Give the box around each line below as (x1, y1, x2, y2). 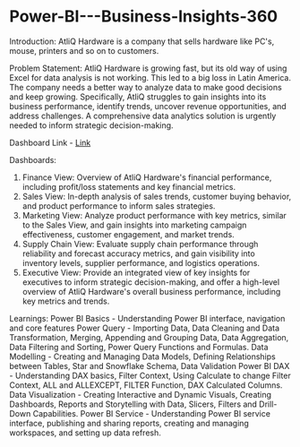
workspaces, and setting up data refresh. (9, 427, 161, 438)
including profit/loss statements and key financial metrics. (21, 181, 236, 192)
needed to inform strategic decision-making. (9, 119, 174, 131)
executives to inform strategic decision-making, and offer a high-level (21, 276, 280, 288)
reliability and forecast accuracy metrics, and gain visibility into (21, 248, 255, 259)
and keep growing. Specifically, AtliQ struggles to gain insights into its (9, 91, 267, 102)
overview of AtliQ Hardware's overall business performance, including (21, 286, 281, 297)
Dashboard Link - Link (9, 137, 91, 148)
